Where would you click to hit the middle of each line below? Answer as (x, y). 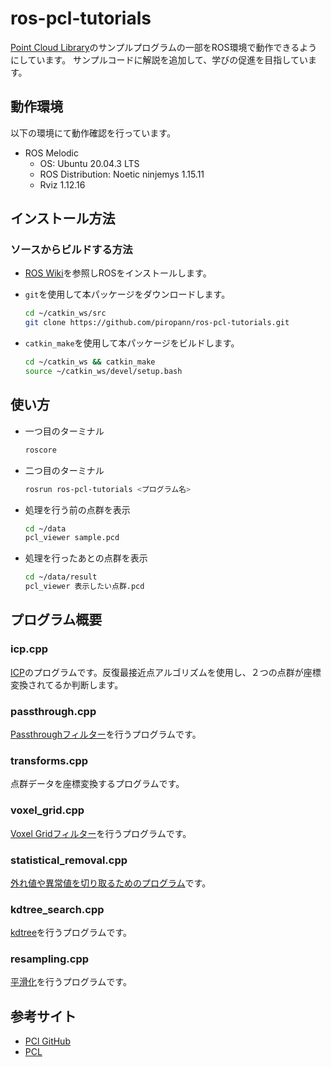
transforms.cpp (49, 760)
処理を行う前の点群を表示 (77, 509)
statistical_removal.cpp (69, 860)
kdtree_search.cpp (57, 909)
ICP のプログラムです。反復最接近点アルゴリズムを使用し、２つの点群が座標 (166, 672)
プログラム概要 (56, 620)
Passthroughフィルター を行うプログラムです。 (106, 734)
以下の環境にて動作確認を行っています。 (93, 133)
